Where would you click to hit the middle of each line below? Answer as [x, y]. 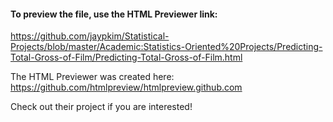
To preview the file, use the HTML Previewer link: [114, 14]
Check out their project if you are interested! [101, 107]
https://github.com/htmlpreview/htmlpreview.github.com [126, 87]
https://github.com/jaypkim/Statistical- [90, 36]
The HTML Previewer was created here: [92, 77]
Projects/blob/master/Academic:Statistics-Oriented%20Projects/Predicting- [166, 47]
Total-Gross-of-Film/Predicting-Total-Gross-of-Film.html [126, 57]
